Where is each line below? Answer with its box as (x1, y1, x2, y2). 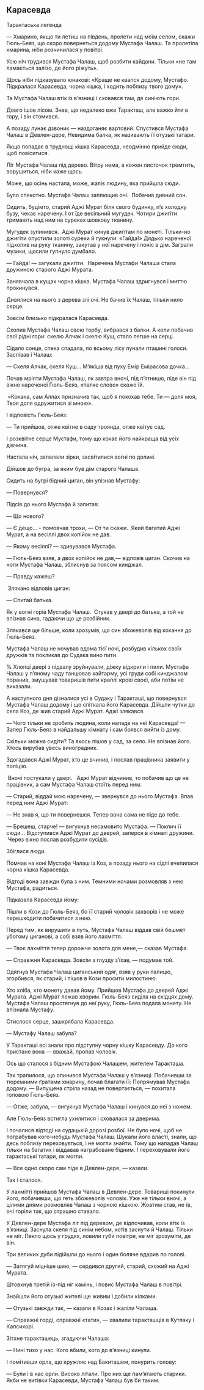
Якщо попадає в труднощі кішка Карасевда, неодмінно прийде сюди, (6, 143, 188, 150)
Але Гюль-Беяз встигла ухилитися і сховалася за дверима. (6, 1115, 161, 1122)
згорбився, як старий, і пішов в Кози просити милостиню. (6, 974, 158, 982)
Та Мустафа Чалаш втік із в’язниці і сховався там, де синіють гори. (6, 94, 181, 101)
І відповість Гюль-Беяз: (6, 411, 68, 418)
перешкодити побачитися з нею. (6, 914, 92, 922)
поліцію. (6, 762, 28, 770)
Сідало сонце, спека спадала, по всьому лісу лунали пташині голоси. (6, 344, 188, 352)
